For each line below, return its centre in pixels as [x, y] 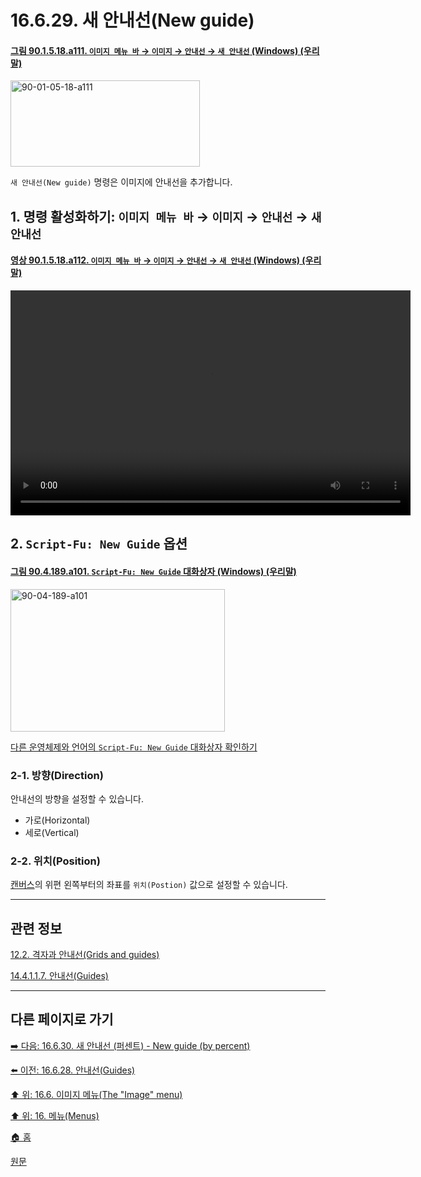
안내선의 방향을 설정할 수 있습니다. [77, 798]
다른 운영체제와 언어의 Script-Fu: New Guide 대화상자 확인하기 [134, 747]
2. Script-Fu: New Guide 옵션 [99, 544]
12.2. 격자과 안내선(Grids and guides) [85, 954]
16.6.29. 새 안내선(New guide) [132, 20]
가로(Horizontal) [57, 820]
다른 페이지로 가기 [62, 1019]
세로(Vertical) [52, 832]
